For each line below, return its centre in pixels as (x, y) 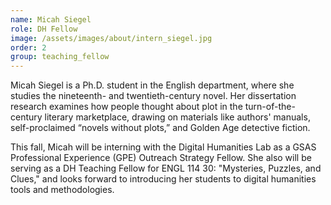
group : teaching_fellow (60, 57)
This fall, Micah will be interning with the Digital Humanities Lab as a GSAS (163, 147)
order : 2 (28, 47)
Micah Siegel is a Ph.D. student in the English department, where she (152, 85)
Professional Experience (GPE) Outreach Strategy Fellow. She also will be (161, 158)
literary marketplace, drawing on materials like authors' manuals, (177, 117)
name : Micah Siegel (51, 19)
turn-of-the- (270, 107)
